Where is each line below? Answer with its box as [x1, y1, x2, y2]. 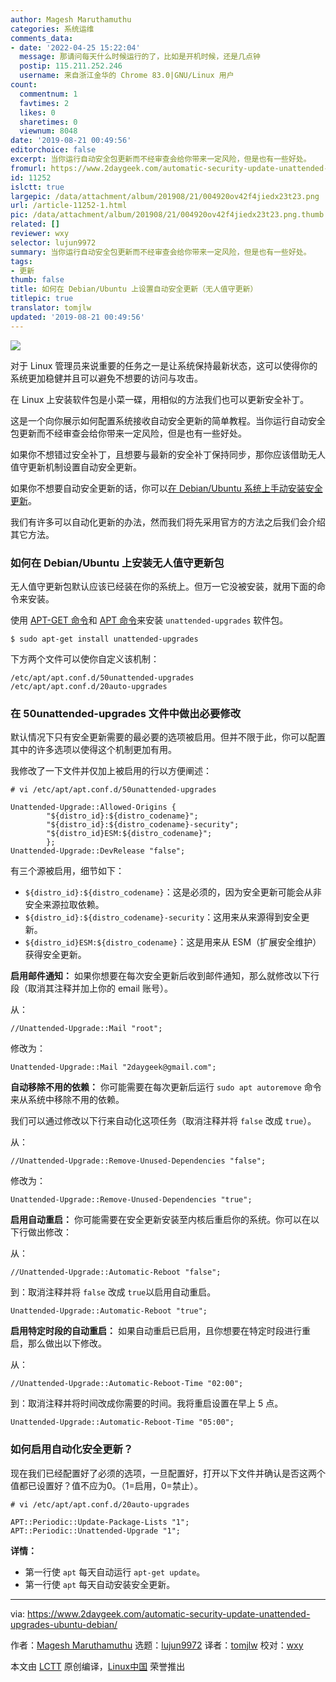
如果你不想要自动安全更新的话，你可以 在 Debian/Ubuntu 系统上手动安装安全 [10, 482, 323, 494]
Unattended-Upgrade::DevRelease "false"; [10, 846, 186, 856]
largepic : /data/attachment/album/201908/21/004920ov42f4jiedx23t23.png [10, 191, 320, 201]
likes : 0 [19, 107, 56, 118]
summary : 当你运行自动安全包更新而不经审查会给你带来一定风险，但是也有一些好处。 [10, 247, 312, 257]
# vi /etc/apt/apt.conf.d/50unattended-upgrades [10, 785, 217, 795]
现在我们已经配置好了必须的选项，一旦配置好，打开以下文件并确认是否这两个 [10, 1467, 326, 1479]
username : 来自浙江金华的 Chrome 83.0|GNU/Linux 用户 [19, 71, 235, 81]
